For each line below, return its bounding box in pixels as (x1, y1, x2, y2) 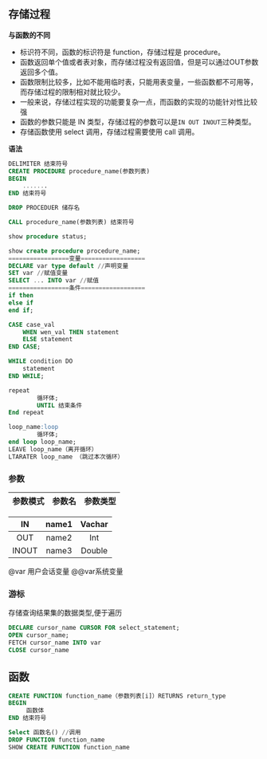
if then (8, 292, 34, 300)
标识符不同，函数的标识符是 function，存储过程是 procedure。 (19, 47, 226, 57)
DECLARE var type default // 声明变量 (8, 262, 129, 269)
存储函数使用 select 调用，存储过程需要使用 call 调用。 (19, 127, 199, 136)
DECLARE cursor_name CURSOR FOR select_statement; (8, 624, 180, 632)
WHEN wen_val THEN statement (22, 328, 120, 336)
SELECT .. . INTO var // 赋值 (8, 277, 100, 285)
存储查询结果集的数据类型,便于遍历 (8, 608, 123, 618)
